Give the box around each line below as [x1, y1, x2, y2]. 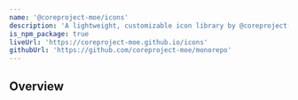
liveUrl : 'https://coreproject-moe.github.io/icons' [9, 37, 208, 47]
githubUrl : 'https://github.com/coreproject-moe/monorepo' [9, 46, 232, 55]
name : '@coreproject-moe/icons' [9, 12, 129, 22]
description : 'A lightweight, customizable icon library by [9, 21, 237, 30]
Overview [9, 79, 65, 94]
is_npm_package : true [9, 29, 90, 38]
